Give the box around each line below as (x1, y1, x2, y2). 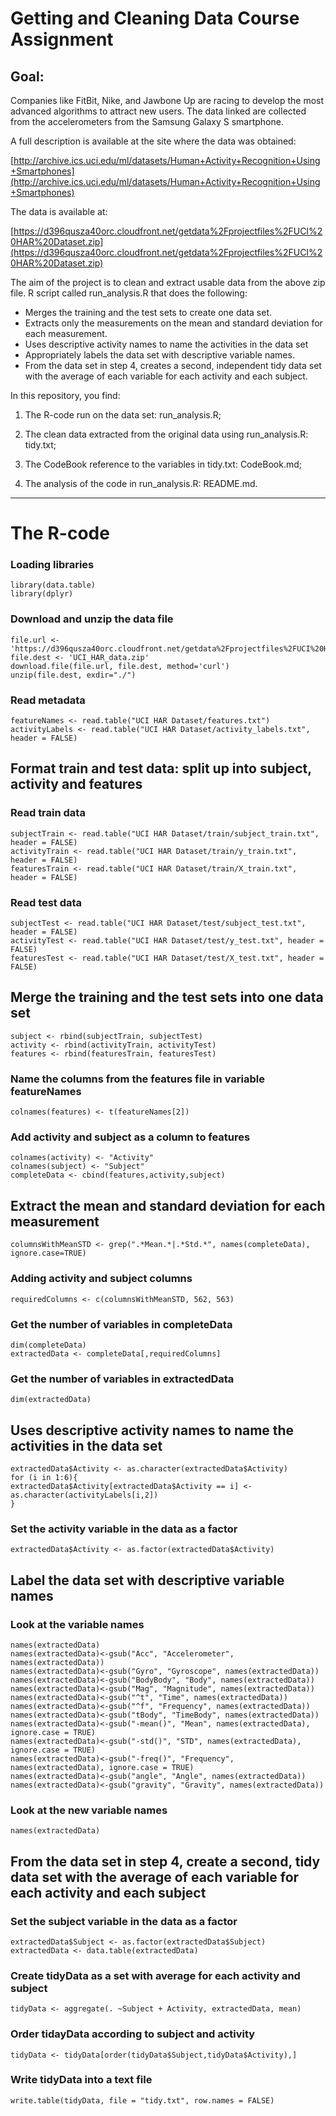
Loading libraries (10, 558, 95, 572)
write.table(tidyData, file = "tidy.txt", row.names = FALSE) (10, 2095, 275, 2106)
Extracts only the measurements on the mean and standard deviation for (24, 317, 323, 329)
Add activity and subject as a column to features (10, 1130, 251, 1144)
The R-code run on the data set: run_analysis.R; (24, 409, 222, 421)
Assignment (10, 28, 114, 51)
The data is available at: (10, 206, 108, 217)
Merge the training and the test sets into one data (10, 989, 324, 1006)
